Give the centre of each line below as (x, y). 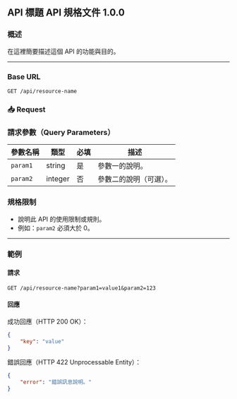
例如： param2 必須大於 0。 (55, 227)
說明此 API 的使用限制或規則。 (61, 219)
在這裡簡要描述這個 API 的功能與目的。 (63, 51)
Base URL (24, 76)
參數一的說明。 (122, 166)
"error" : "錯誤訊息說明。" (56, 382)
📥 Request (26, 109)
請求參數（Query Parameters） (61, 132)
